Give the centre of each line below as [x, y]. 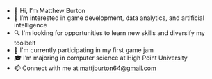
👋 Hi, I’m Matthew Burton [49, 11]
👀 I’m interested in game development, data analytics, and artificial [109, 18]
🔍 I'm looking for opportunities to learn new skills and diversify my [109, 33]
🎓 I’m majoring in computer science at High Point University [100, 58]
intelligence [30, 25]
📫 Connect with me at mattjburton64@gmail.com [85, 68]
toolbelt [25, 43]
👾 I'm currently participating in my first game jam [84, 50]
